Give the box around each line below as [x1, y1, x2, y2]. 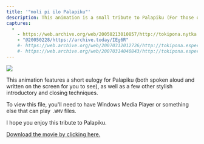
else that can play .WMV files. [6, 107, 77, 114]
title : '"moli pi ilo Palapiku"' [6, 8, 91, 15]
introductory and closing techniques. [6, 89, 98, 96]
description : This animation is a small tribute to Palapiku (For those [6, 15, 194, 21]
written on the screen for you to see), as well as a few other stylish [6, 82, 173, 90]
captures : [6, 20, 32, 26]
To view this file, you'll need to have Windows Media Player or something [6, 100, 189, 108]
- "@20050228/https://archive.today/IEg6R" [17, 37, 129, 43]
